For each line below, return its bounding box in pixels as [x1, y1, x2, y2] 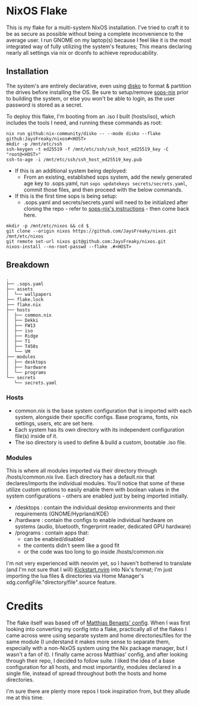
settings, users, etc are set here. [14, 420, 94, 427]
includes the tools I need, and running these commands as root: [6, 119, 162, 126]
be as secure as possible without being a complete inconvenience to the [6, 30, 184, 37]
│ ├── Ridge [6, 333, 39, 339]
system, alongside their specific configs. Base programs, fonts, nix [14, 413, 178, 420]
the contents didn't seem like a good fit [23, 542, 120, 549]
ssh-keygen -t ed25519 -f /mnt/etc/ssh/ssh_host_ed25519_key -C [6, 146, 169, 152]
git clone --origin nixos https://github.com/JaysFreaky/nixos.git [6, 228, 177, 234]
